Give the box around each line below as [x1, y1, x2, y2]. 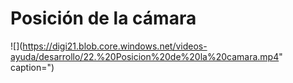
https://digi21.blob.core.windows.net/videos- [22, 40, 208, 52]
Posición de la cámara [10, 7, 197, 30]
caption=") [10, 61, 55, 73]
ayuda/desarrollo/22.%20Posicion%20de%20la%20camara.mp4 [10, 50, 280, 62]
